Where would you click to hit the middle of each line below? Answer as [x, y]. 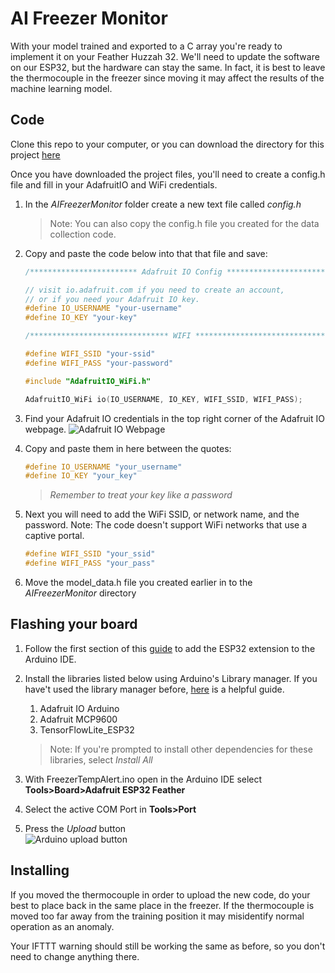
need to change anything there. [75, 956]
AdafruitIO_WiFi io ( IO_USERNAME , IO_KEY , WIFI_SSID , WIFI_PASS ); [163, 399]
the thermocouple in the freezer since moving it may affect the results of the [167, 78]
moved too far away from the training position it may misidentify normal [157, 916]
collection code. [83, 234]
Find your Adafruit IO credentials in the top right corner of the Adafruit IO [174, 418]
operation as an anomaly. [62, 926]
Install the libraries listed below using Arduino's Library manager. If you [171, 678]
